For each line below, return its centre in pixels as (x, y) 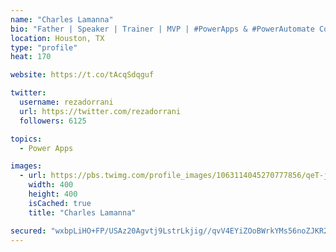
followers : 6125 (53, 121)
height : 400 (53, 194)
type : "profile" (44, 47)
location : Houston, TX (57, 38)
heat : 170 (31, 57)
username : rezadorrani (66, 102)
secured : (28, 231)
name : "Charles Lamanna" (62, 19)
